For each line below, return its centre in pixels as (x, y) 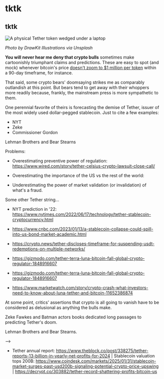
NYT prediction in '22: (35, 209)
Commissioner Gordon (35, 132)
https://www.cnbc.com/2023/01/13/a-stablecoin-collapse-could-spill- (82, 229)
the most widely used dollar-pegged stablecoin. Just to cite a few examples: (82, 112)
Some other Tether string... (32, 200)
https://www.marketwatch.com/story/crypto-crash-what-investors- (80, 288)
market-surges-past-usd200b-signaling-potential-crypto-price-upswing (85, 366)
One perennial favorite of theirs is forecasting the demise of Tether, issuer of (82, 107)
